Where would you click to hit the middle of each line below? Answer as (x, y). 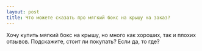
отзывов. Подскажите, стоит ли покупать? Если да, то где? (83, 41)
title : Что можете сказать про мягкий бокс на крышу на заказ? (88, 18)
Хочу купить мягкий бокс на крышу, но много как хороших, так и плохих (101, 35)
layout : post (23, 12)
